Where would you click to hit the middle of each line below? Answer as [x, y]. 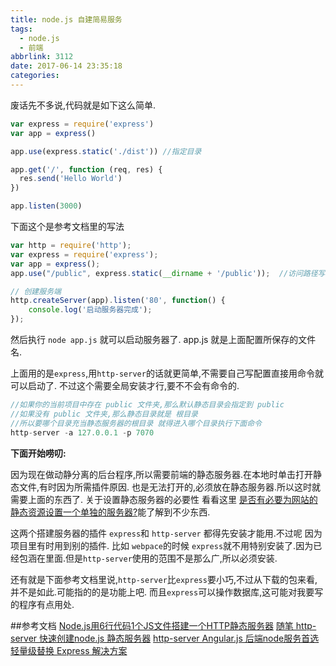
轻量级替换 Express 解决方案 [69, 650]
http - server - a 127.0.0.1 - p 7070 [82, 432]
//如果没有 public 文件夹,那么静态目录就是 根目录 [104, 414]
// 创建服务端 [36, 291]
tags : [21, 29]
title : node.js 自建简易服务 [66, 19]
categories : [35, 76]
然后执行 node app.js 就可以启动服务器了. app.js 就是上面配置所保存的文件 [163, 339]
